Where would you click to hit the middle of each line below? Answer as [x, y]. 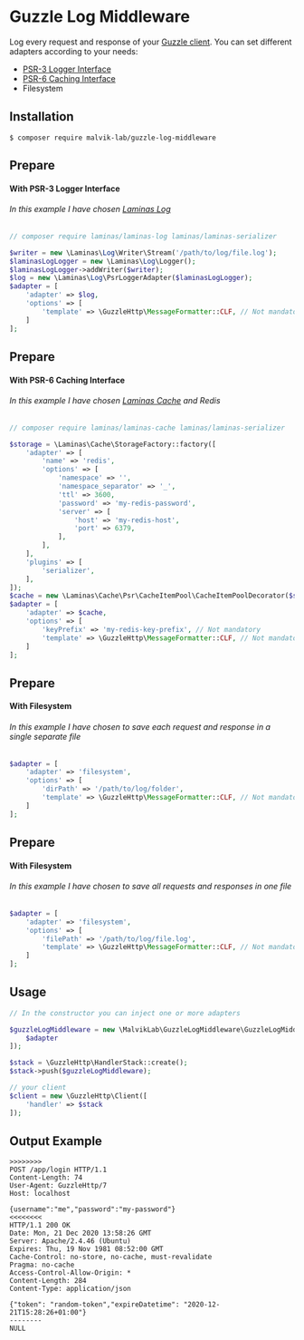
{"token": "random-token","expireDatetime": [95, 1305]
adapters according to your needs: [74, 51]
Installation [42, 117]
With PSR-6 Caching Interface [67, 380]
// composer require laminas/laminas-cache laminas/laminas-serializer [147, 428]
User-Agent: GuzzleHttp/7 [58, 1186]
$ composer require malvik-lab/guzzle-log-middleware [113, 138]
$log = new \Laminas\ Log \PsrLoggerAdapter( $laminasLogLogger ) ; [131, 278]
